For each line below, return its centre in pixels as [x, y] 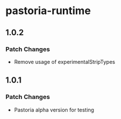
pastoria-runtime [48, 11]
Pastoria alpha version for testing [54, 110]
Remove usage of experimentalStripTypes [65, 62]
